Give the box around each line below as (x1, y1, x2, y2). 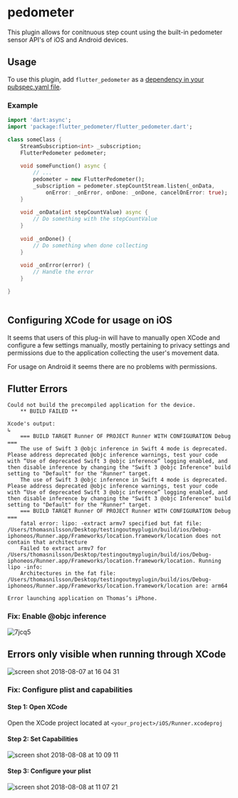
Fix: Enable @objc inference (7, 611, 107, 621)
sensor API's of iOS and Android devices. (7, 35, 129, 43)
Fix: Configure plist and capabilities (7, 685, 133, 695)
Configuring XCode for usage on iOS (7, 314, 172, 326)
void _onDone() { (20, 235, 72, 242)
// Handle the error (33, 269, 94, 276)
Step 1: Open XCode (7, 703, 68, 711)
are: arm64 (195, 582, 228, 590)
